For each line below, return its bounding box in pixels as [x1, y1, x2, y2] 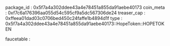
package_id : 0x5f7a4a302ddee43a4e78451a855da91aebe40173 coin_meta [5, 5, 165, 10]
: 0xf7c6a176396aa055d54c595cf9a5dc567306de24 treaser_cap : [5, 10, 145, 16]
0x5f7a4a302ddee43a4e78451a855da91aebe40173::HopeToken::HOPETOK [5, 20, 165, 27]
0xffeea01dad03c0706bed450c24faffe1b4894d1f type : [5, 15, 123, 21]
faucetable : [5, 36, 31, 42]
